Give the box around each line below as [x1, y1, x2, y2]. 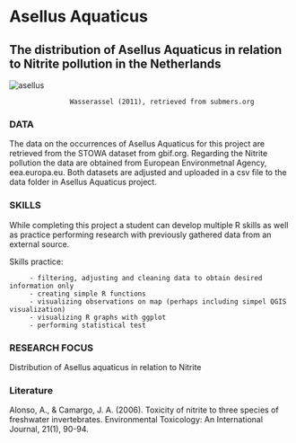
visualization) [9, 305, 66, 314]
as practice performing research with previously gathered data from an [9, 229, 272, 240]
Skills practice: [9, 256, 65, 267]
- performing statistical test [29, 321, 146, 330]
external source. [9, 238, 70, 249]
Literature [9, 384, 54, 396]
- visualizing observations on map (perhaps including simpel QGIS [29, 297, 287, 306]
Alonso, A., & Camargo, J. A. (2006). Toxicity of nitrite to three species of [9, 404, 280, 415]
